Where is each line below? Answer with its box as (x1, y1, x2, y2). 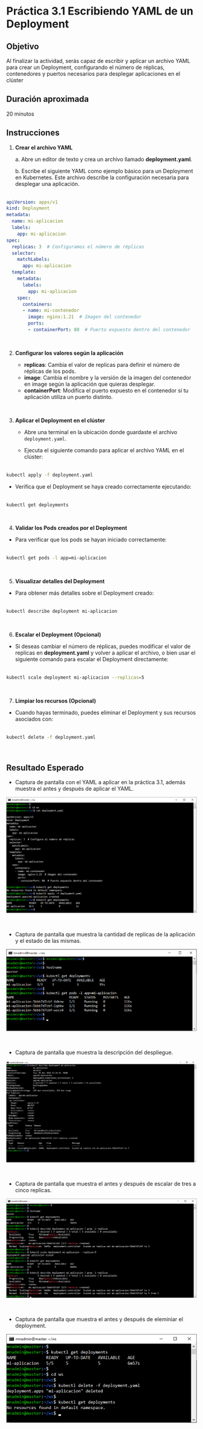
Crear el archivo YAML (14, 144, 73, 151)
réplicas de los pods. (24, 368, 77, 375)
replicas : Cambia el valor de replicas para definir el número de (24, 361, 180, 368)
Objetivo (6, 41, 39, 51)
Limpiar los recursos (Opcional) (14, 697, 97, 704)
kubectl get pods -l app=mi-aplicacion (6, 555, 107, 561)
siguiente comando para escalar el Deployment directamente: (14, 655, 169, 662)
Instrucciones (6, 128, 60, 138)
